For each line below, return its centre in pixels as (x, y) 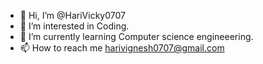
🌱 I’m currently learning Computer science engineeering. (136, 36)
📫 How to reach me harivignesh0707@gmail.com (122, 48)
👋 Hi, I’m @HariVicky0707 (72, 15)
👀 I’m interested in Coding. (74, 26)
